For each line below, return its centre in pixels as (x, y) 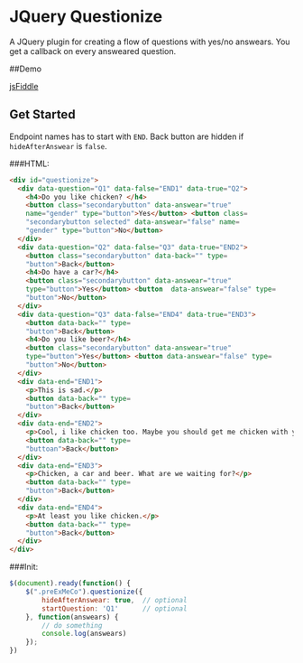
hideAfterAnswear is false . (59, 145)
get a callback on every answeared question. (93, 51)
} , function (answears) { (72, 617)
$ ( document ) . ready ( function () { (70, 584)
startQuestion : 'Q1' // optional (115, 608)
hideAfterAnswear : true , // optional (115, 600)
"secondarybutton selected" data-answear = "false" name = (133, 222)
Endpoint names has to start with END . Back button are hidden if (127, 136)
